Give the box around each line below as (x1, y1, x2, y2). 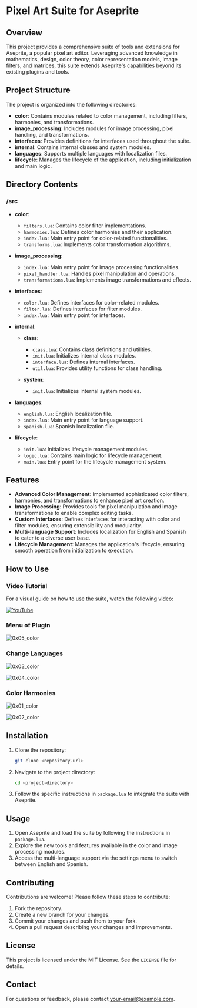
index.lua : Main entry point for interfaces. (23, 311, 126, 319)
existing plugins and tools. (6, 68, 69, 75)
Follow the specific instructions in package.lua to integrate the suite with (14, 791, 190, 798)
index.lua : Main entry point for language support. (23, 417, 144, 424)
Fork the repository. (14, 905, 63, 912)
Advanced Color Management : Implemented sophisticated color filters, (14, 491, 189, 498)
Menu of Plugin (6, 621, 51, 629)
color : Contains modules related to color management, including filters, (14, 112, 188, 119)
